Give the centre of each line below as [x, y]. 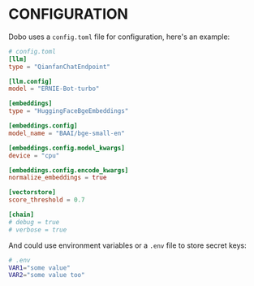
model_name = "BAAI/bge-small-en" [67, 133]
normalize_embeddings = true [58, 178]
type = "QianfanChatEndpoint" [60, 67]
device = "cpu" [34, 155]
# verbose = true [38, 230]
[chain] [22, 215]
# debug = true [34, 222]
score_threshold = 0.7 [47, 200]
